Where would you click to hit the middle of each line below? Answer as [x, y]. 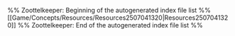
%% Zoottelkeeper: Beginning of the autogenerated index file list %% [109, 10]
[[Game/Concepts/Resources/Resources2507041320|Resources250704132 [118, 18]
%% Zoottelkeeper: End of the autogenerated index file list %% [110, 25]
